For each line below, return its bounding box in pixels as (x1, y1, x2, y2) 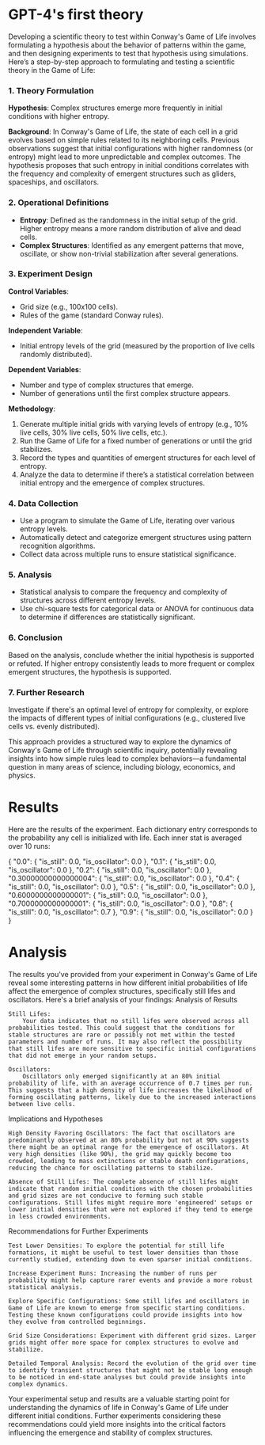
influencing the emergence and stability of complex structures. (8, 1428, 214, 1437)
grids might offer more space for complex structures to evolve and (8, 1338, 239, 1347)
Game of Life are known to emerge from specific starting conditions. (8, 1304, 246, 1312)
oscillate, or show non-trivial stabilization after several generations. (19, 249, 239, 258)
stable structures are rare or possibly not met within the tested (8, 1031, 236, 1039)
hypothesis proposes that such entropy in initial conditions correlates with (8, 161, 249, 170)
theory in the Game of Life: (8, 65, 96, 74)
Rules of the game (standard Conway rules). (19, 310, 164, 320)
